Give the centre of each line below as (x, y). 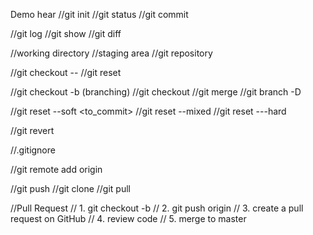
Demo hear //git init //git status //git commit (99, 14)
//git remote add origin (56, 169)
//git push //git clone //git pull (70, 188)
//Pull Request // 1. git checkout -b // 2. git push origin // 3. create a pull (157, 208)
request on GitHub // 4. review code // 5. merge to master (128, 218)
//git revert (32, 130)
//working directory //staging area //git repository (111, 53)
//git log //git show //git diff (66, 33)
